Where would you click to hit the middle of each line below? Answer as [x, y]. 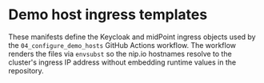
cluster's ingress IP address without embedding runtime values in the [122, 62]
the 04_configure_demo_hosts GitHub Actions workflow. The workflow [122, 45]
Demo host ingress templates [108, 15]
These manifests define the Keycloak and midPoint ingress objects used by [132, 37]
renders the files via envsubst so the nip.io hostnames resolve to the [120, 53]
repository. [26, 70]
